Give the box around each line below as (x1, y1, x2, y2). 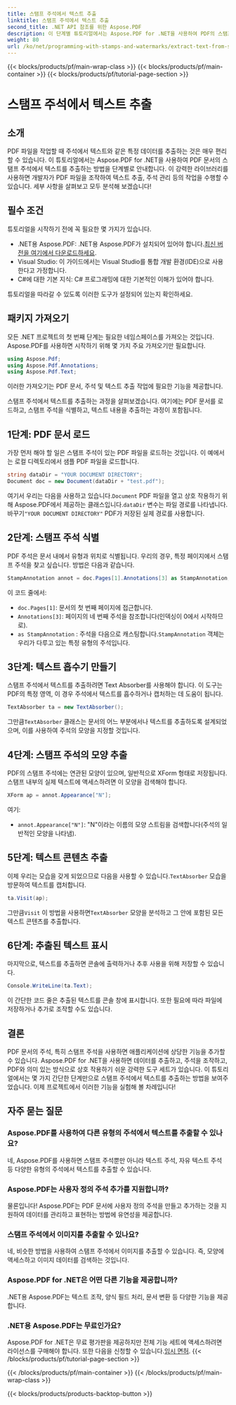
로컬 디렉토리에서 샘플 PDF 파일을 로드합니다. (14, 457, 139, 466)
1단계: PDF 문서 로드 (7, 428, 91, 440)
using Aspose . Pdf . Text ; (7, 368, 77, 375)
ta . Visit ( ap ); (7, 894, 49, 901)
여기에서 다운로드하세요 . (30, 248, 97, 257)
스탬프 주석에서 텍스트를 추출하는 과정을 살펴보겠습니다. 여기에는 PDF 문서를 (7, 397, 216, 406)
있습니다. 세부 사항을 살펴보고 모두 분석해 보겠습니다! (7, 182, 152, 190)
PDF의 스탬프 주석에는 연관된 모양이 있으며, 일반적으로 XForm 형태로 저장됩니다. (7, 769, 228, 777)
